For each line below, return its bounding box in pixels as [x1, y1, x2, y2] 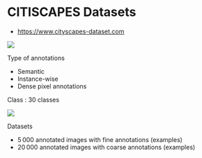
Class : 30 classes [7, 95, 60, 104]
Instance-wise [17, 74, 59, 83]
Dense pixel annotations [17, 81, 87, 90]
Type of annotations [7, 54, 65, 62]
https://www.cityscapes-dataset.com [17, 27, 125, 35]
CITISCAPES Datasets [7, 4, 137, 20]
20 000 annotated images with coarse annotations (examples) [17, 143, 196, 151]
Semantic [17, 67, 45, 75]
